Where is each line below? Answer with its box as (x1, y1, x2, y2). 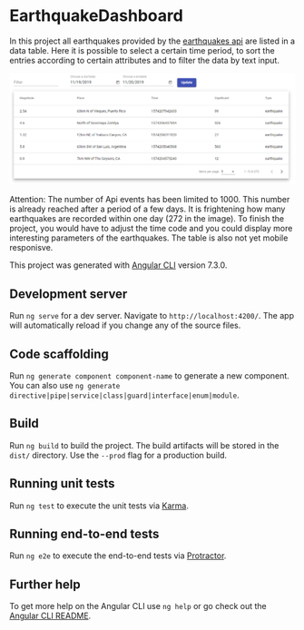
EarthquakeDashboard (9, 5, 183, 26)
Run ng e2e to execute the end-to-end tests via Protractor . (9, 550, 227, 561)
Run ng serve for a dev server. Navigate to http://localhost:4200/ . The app (9, 310, 295, 321)
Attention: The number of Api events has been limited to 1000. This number (9, 194, 290, 205)
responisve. (9, 242, 54, 253)
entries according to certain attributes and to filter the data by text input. (9, 54, 279, 65)
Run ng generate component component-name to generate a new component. (9, 369, 290, 381)
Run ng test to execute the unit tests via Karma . (9, 500, 189, 511)
